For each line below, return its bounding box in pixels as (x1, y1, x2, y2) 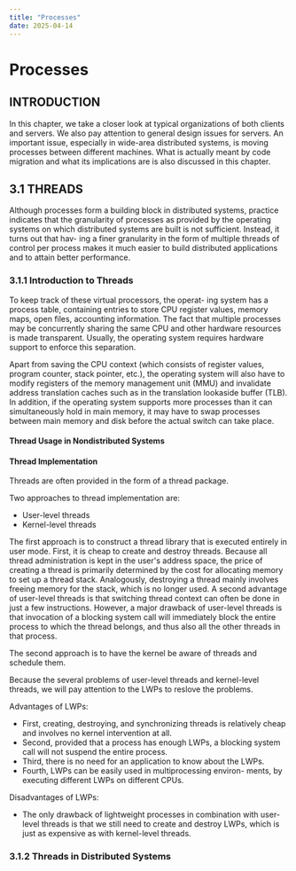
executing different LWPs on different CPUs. (21, 775, 184, 786)
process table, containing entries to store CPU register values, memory (9, 303, 269, 315)
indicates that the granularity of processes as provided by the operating (9, 215, 272, 225)
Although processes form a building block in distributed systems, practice (9, 205, 279, 216)
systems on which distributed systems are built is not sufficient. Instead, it (9, 224, 280, 235)
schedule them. (9, 657, 66, 668)
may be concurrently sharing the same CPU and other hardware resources (9, 323, 282, 333)
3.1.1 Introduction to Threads (9, 274, 134, 286)
